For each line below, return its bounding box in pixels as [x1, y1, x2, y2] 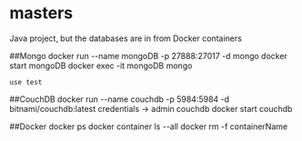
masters [9, 3, 74, 24]
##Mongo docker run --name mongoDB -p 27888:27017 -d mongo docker [9, 50, 288, 61]
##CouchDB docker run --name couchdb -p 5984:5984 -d [9, 94, 230, 105]
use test [9, 77, 43, 86]
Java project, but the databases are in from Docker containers [9, 33, 243, 44]
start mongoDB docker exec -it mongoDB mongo [9, 60, 193, 71]
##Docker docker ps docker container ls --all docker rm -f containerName [9, 121, 288, 132]
